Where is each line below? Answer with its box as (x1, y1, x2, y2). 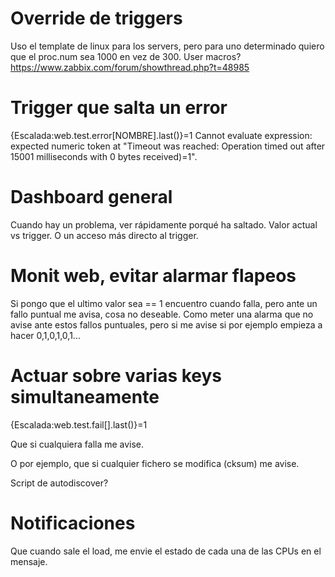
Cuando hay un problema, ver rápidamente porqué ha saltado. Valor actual (10, 218, 318, 231)
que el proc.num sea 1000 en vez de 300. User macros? (10, 50, 242, 62)
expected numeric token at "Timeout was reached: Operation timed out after (10, 140, 326, 152)
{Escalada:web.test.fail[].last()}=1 (10, 418, 148, 431)
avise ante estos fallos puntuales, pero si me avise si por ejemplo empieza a (10, 318, 323, 331)
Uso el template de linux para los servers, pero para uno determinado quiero (10, 40, 325, 52)
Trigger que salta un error (10, 97, 228, 119)
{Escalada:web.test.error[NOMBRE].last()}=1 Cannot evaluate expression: (10, 129, 313, 141)
